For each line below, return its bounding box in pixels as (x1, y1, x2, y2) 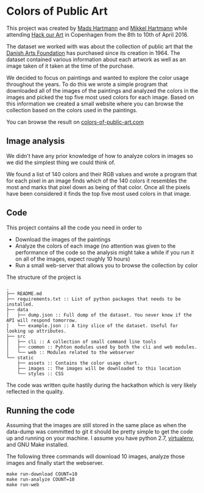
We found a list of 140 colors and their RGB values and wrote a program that (6, 170, 197, 178)
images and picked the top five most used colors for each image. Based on (6, 93, 195, 101)
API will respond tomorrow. (6, 317, 78, 323)
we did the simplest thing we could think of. (6, 159, 116, 166)
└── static (6, 354, 34, 361)
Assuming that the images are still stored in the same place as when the (6, 422, 187, 429)
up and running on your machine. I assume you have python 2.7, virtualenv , (6, 434, 195, 442)
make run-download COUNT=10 (6, 471, 78, 477)
